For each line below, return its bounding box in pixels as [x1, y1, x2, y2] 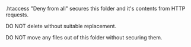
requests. [5, 11, 29, 18]
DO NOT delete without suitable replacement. [5, 23, 117, 29]
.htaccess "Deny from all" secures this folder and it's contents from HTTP [5, 5, 186, 12]
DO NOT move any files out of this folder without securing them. [5, 34, 163, 41]
